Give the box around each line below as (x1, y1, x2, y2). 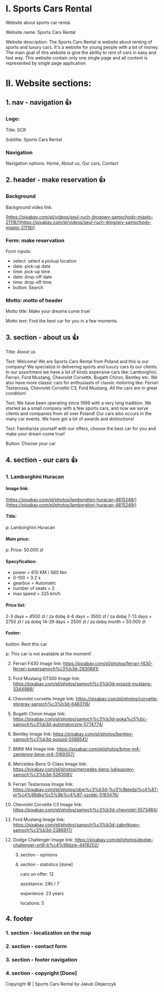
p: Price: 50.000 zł (5, 547, 44, 553)
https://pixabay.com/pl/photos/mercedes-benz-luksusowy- (12, 766, 135, 772)
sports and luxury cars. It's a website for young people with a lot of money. (5, 44, 159, 50)
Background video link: (5, 204, 53, 210)
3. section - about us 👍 (5, 333, 79, 341)
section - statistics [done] (20, 861, 73, 867)
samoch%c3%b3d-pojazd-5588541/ (12, 736, 88, 742)
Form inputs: (5, 248, 32, 255)
